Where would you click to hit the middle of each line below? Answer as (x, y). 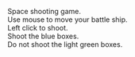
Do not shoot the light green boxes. (65, 45)
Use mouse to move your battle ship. (67, 20)
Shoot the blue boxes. (43, 36)
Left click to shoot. (38, 28)
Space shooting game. (44, 11)
